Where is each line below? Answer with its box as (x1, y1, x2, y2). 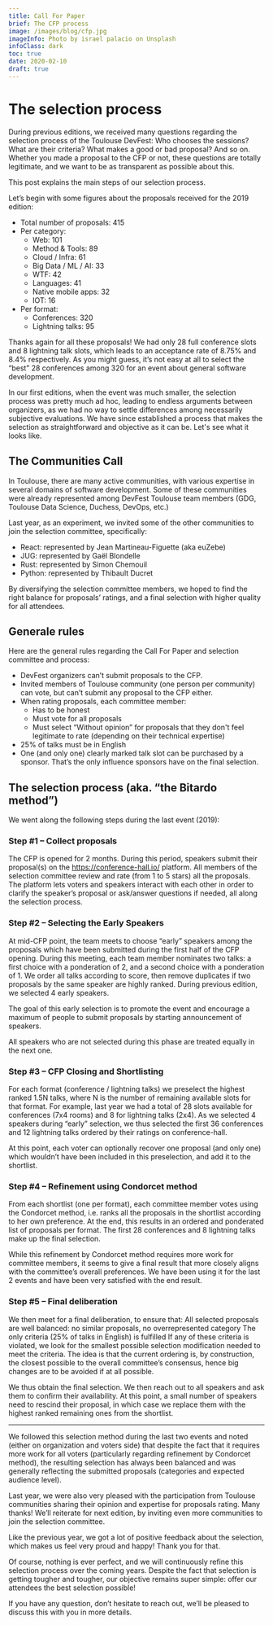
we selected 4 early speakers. (8, 988, 110, 997)
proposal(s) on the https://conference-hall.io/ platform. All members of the (8, 862, 258, 872)
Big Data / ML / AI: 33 (32, 261, 105, 270)
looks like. (8, 431, 42, 440)
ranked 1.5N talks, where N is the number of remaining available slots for (8, 1093, 251, 1103)
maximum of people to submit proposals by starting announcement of (8, 1012, 242, 1022)
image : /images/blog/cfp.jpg (8, 27, 107, 35)
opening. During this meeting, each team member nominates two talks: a (8, 953, 252, 963)
